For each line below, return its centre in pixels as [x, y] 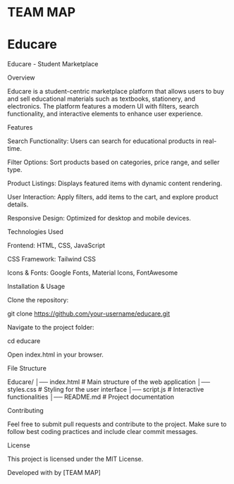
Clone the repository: [38, 300]
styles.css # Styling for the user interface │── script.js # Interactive [106, 390]
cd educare [24, 341]
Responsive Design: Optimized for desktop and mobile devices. [99, 218]
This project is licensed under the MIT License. [75, 459]
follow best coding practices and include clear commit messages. [103, 432]
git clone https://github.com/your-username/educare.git [89, 314]
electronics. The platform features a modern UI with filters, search [103, 106]
